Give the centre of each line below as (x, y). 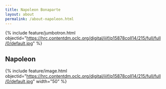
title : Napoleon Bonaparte (33, 10)
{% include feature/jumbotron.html (40, 33)
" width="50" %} (50, 82)
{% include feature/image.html (36, 71)
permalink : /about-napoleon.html (40, 19)
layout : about (20, 14)
